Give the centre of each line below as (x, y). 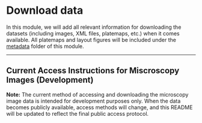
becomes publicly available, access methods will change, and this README (99, 107)
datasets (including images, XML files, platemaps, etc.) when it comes (93, 33)
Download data (45, 10)
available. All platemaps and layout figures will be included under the (91, 40)
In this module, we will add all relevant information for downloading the (94, 27)
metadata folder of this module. (45, 46)
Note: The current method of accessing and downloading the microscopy (97, 94)
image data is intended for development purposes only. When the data (93, 101)
